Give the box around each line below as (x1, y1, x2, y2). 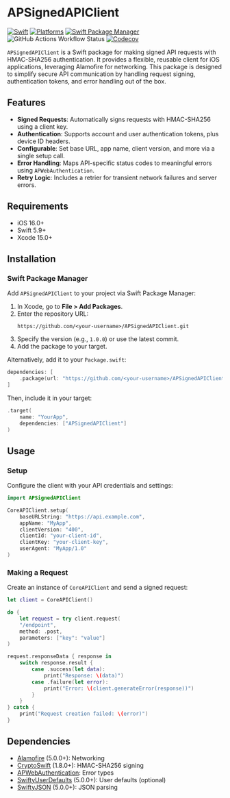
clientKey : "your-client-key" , (19, 539, 109, 546)
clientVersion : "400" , (19, 526, 84, 533)
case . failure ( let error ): (31, 678, 109, 686)
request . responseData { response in (7, 653, 112, 660)
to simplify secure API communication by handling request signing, (7, 70, 196, 78)
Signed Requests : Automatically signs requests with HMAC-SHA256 (16, 115, 211, 123)
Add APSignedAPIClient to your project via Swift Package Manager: (7, 289, 196, 297)
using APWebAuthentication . (16, 166, 94, 174)
